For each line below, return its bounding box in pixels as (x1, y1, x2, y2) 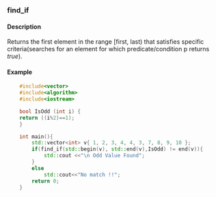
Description (7, 23, 42, 31)
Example (7, 68, 33, 76)
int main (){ (19, 133, 53, 140)
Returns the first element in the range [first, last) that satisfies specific (7, 38, 204, 46)
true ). (7, 52, 23, 60)
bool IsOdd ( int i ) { (19, 108, 81, 115)
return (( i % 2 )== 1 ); (19, 114, 75, 121)
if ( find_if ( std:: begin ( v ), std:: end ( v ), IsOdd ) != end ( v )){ (31, 146, 204, 153)
